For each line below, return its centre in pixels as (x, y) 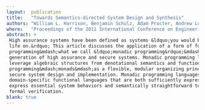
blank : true (21, 97)
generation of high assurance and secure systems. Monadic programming (102, 57)
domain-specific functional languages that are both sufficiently (95, 80)
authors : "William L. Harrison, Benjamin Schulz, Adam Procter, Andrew (99, 23)
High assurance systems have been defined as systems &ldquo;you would (102, 40)
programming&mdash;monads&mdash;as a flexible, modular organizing (96, 69)
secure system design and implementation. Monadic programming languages (105, 75)
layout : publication (34, 12)
